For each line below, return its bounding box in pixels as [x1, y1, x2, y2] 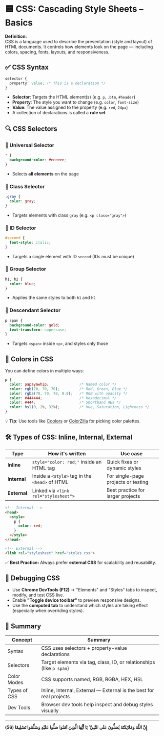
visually [41, 707, 59, 714]
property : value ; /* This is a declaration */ [9, 81, 106, 86]
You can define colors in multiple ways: [5, 368, 84, 374]
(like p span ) [41, 665, 70, 672]
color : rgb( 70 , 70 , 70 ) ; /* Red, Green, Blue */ [9, 386, 128, 392]
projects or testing [106, 478, 149, 485]
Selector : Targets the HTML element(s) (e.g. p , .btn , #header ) [12, 94, 136, 100]
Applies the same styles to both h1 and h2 [12, 294, 96, 301]
